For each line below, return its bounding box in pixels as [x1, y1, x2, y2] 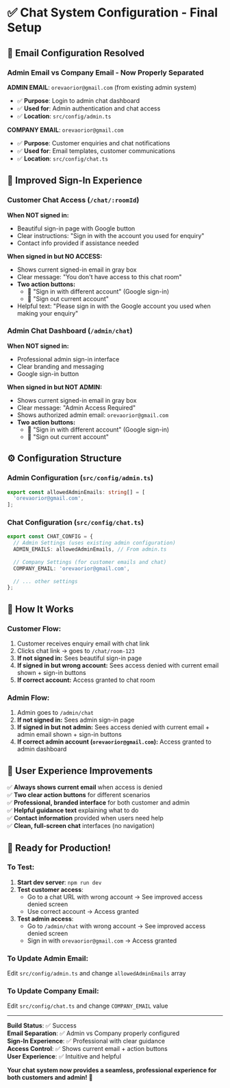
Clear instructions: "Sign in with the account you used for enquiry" [16, 231, 205, 239]
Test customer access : [16, 885, 84, 893]
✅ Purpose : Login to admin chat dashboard [16, 96, 140, 104]
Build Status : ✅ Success [7, 1021, 77, 1030]
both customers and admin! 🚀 [7, 1074, 94, 1082]
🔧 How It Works [7, 603, 74, 615]
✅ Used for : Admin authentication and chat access [16, 104, 161, 113]
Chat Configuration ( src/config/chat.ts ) [7, 518, 144, 528]
